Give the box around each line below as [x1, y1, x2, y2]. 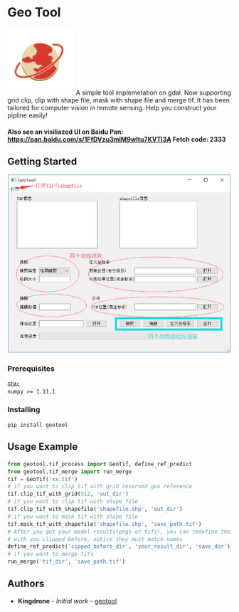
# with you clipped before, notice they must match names [7, 535, 183, 543]
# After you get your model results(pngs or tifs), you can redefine [7, 528, 218, 535]
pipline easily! [7, 111, 48, 120]
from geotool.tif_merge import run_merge [7, 468, 132, 475]
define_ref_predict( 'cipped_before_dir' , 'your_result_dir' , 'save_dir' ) [7, 543, 231, 550]
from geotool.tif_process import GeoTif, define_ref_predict [7, 460, 193, 468]
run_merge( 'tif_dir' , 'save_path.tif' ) [7, 558, 126, 566]
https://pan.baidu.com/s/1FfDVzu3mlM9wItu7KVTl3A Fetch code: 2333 [7, 134, 226, 143]
